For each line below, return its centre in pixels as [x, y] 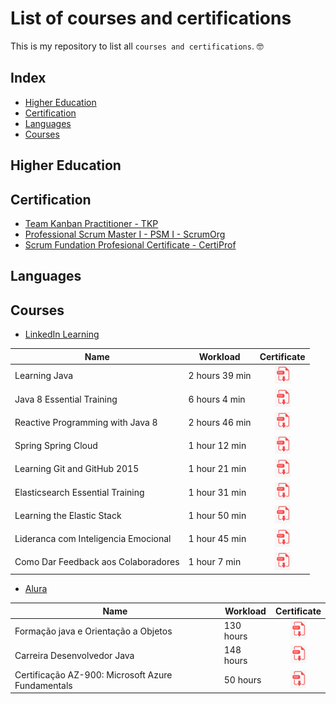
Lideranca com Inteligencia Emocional [93, 539]
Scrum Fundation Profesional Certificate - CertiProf [130, 244]
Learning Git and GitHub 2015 [77, 469]
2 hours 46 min [220, 422]
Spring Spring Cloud [56, 446]
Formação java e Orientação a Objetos [93, 631]
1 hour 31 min [217, 492]
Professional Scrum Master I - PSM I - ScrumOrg [125, 234]
